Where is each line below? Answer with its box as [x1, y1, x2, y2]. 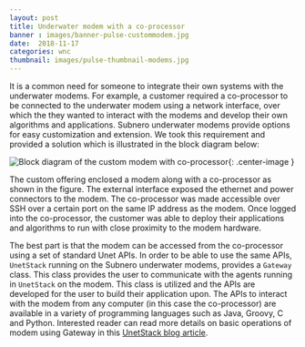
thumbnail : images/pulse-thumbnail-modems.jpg [9, 56, 189, 65]
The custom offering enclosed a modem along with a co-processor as [9, 174, 271, 185]
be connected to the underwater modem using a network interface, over [9, 100, 280, 110]
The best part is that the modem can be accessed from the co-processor [9, 240, 284, 250]
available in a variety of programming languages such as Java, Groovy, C [9, 308, 284, 319]
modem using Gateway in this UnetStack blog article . [9, 327, 208, 338]
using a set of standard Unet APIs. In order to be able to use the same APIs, [9, 250, 293, 260]
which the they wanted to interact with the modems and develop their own [9, 110, 289, 120]
